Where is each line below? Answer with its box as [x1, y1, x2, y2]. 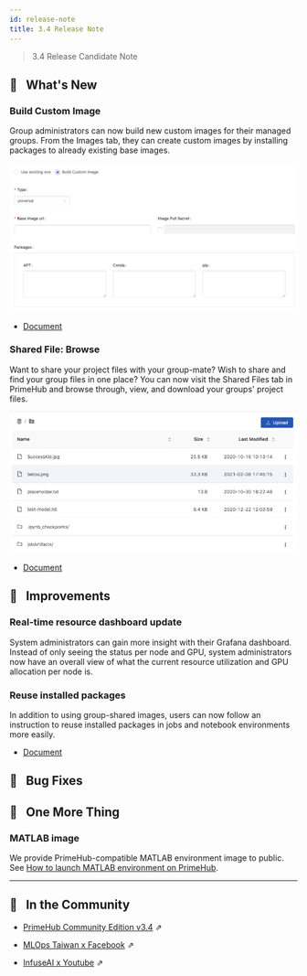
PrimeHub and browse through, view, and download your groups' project [9, 383, 284, 394]
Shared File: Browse [9, 343, 101, 356]
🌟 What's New [9, 77, 98, 92]
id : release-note [9, 15, 76, 24]
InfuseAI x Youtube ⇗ [22, 957, 103, 968]
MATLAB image [9, 831, 80, 844]
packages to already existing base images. [9, 145, 171, 156]
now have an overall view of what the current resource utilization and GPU [9, 656, 290, 667]
